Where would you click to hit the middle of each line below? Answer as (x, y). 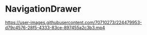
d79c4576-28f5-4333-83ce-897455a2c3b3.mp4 (55, 27)
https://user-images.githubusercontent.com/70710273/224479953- (73, 22)
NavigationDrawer (43, 9)
